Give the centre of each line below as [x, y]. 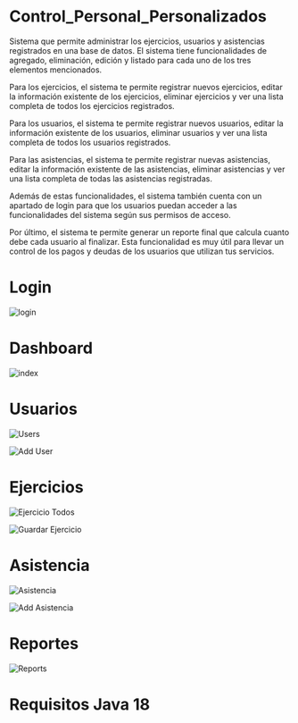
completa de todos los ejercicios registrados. [92, 105]
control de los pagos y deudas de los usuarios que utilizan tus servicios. [142, 251]
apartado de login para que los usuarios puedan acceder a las [124, 205]
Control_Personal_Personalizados [138, 17]
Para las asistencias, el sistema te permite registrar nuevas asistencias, [140, 159]
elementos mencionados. [56, 70]
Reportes [44, 643]
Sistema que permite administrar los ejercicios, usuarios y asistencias [137, 41]
